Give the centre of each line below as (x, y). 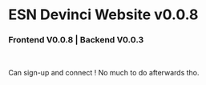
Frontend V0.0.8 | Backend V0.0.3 (76, 40)
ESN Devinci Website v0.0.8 (103, 15)
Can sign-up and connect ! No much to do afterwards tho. (104, 73)
